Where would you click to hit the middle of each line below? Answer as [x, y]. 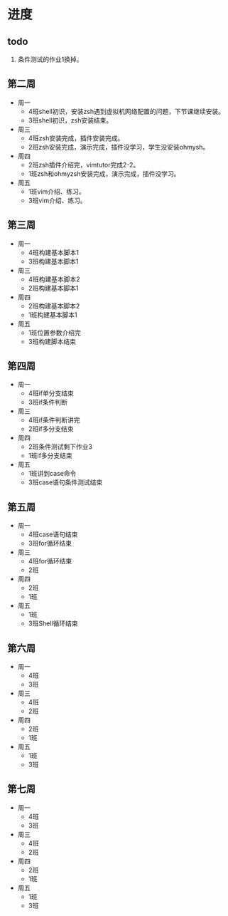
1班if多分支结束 [50, 456]
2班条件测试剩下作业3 [60, 447]
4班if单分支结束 [51, 393]
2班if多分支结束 [51, 429]
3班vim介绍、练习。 [57, 200]
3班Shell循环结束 [53, 623]
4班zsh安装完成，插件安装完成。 [76, 138]
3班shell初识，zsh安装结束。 [70, 120]
